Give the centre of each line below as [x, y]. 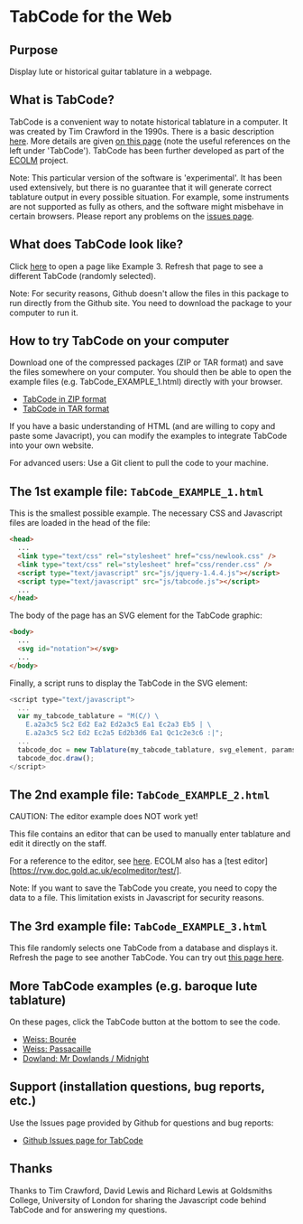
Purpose [34, 50]
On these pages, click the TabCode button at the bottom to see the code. [145, 1022]
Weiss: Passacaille [57, 1049]
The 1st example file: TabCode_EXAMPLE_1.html [137, 491]
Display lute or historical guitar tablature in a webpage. [111, 71]
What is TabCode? [62, 100]
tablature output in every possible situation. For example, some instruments [149, 197]
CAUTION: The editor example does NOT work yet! [104, 817]
